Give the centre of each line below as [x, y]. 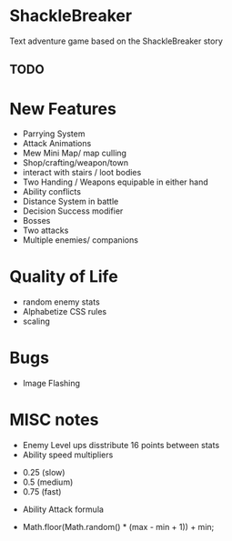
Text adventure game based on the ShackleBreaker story [116, 41]
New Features [63, 109]
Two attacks [45, 230]
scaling [36, 321]
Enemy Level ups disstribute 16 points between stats [121, 446]
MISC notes [54, 420]
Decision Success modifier [73, 211]
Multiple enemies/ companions [81, 240]
